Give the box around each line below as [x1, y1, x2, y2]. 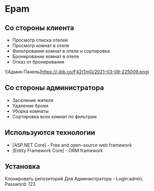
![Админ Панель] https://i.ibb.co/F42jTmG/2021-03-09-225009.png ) [5, 69, 149, 75]
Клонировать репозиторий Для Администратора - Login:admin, [5, 176, 144, 182]
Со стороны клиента [5, 24, 75, 32]
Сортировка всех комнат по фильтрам [12, 113, 97, 119]
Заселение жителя [12, 97, 54, 103]
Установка [5, 162, 40, 171]
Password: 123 [5, 181, 36, 187]
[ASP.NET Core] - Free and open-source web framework [12, 142, 133, 148]
